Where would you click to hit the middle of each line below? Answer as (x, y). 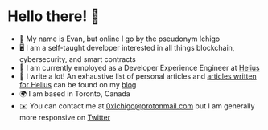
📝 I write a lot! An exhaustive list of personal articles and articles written (138, 76)
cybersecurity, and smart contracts (77, 59)
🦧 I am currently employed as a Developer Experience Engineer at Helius (139, 67)
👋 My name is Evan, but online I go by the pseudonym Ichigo (120, 39)
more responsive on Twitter (64, 117)
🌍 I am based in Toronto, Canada (74, 93)
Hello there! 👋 (54, 16)
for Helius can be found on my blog (78, 84)
